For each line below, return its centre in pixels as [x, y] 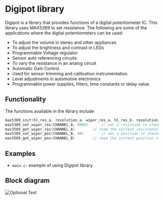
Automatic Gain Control [36, 68]
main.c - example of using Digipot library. [53, 165]
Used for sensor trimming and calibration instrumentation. [70, 73]
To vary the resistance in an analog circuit [54, 63]
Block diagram [27, 181]
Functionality [26, 100]
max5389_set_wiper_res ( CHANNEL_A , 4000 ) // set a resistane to [76, 125]
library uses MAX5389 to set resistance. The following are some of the [76, 27]
